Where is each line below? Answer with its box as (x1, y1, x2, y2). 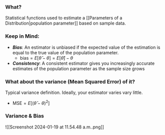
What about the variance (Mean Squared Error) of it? (5, 78, 135, 85)
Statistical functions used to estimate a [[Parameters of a (5, 15, 122, 21)
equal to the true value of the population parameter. (12, 49, 119, 56)
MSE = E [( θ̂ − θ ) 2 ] (12, 99, 50, 106)
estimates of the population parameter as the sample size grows (12, 65, 145, 71)
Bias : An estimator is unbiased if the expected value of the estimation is (12, 44, 160, 50)
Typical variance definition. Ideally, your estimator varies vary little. (5, 89, 143, 95)
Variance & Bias (5, 112, 44, 119)
